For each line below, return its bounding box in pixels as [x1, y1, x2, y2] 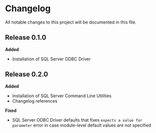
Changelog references [12, 98, 58, 104]
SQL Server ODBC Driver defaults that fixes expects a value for [12, 117, 143, 123]
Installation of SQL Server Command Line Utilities [12, 93, 111, 99]
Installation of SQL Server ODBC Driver [12, 56, 91, 62]
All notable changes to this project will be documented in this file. [5, 19, 137, 25]
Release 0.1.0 [5, 33, 46, 42]
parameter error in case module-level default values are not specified [12, 122, 152, 128]
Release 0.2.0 [5, 70, 48, 79]
